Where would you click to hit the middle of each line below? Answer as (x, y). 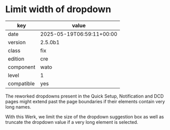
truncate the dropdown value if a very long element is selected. (72, 122)
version (17, 42)
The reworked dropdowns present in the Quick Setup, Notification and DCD (85, 96)
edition (16, 58)
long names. (18, 107)
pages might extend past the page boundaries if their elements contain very (85, 101)
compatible (21, 83)
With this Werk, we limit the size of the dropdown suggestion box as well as (85, 117)
